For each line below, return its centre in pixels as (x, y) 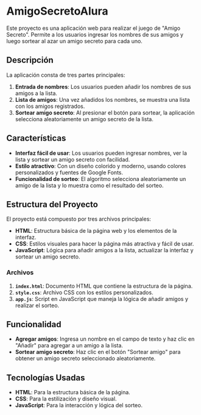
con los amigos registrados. (50, 106)
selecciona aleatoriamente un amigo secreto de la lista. (84, 119)
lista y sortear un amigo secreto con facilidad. (72, 159)
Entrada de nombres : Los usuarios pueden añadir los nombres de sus (103, 87)
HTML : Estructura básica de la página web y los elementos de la (96, 231)
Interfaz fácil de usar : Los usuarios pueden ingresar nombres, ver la (101, 153)
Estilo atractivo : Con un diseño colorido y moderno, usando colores (100, 166)
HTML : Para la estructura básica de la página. (73, 392)
